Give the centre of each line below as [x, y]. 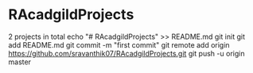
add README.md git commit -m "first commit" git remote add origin [119, 44]
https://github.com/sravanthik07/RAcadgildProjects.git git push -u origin [127, 53]
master [20, 62]
